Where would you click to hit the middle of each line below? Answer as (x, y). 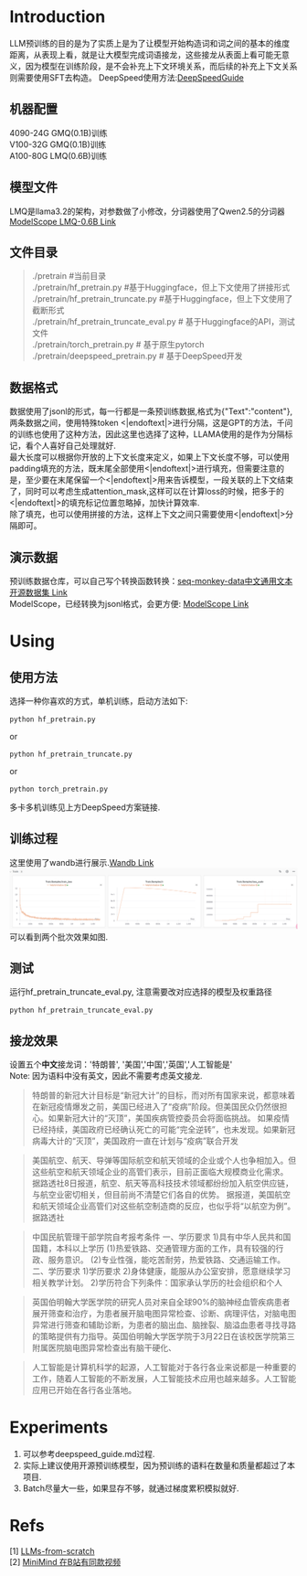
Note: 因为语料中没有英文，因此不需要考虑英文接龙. (106, 1076)
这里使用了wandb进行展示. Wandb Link (82, 862)
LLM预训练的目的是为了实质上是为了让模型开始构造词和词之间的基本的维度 (150, 43)
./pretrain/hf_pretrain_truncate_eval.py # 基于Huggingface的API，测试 (163, 322)
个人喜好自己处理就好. (75, 446)
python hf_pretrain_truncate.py (71, 754)
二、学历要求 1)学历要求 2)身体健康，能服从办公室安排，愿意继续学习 (161, 1272)
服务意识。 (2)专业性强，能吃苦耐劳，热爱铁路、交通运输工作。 (167, 1260)
